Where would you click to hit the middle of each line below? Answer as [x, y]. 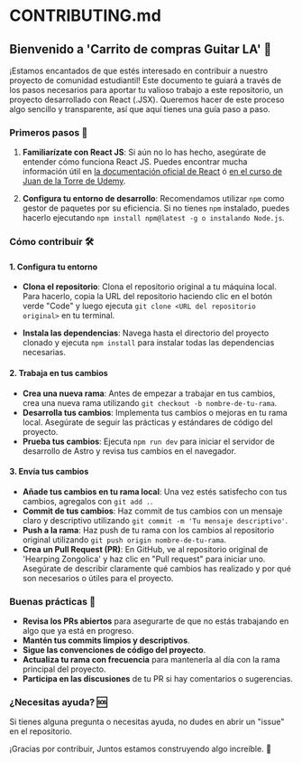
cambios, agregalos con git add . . [87, 501]
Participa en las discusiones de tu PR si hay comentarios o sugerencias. [157, 679]
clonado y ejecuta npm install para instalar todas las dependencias [148, 343]
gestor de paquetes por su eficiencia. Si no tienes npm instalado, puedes [156, 208]
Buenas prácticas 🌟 [53, 601]
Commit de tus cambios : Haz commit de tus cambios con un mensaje [152, 511]
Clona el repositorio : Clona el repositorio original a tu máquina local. [149, 287]
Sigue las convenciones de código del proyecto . [114, 650]
